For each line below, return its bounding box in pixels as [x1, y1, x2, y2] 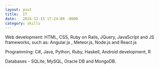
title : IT [5, 12, 28, 17]
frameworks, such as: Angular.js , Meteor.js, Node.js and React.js [5, 40, 137, 46]
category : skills [5, 21, 41, 26]
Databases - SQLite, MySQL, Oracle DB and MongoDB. [5, 58, 117, 64]
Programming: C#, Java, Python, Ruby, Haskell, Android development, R [5, 49, 151, 55]
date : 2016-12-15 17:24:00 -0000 [5, 16, 78, 21]
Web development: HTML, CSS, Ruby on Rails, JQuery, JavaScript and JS [5, 34, 155, 40]
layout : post [5, 7, 32, 12]
